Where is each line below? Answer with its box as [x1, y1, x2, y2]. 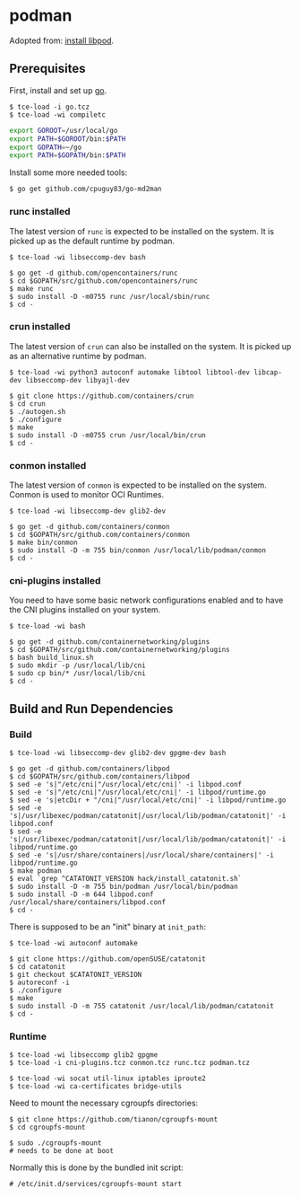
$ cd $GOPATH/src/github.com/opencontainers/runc [9, 276, 199, 286]
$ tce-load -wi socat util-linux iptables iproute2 [9, 1074, 206, 1083]
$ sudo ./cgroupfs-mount [9, 1139, 102, 1148]
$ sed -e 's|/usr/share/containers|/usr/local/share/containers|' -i [9, 850, 275, 860]
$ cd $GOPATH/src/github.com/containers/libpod [9, 772, 191, 781]
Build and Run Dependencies [9, 701, 174, 717]
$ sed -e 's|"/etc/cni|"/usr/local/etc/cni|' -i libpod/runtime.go [9, 788, 267, 797]
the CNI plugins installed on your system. [9, 604, 161, 615]
